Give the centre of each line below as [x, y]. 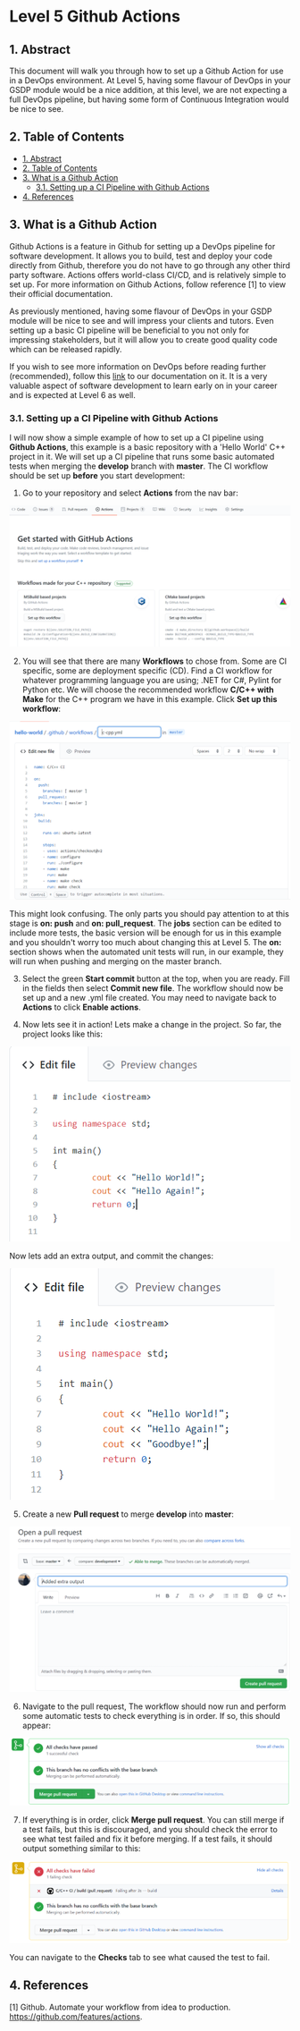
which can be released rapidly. [66, 349]
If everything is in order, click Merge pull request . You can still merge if [153, 1819]
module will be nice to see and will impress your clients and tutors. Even [142, 320]
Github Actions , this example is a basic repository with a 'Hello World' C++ [147, 447]
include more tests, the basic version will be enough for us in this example [146, 933]
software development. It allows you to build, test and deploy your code [141, 256]
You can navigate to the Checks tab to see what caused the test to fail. [140, 1958]
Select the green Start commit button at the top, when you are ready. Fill [156, 979]
